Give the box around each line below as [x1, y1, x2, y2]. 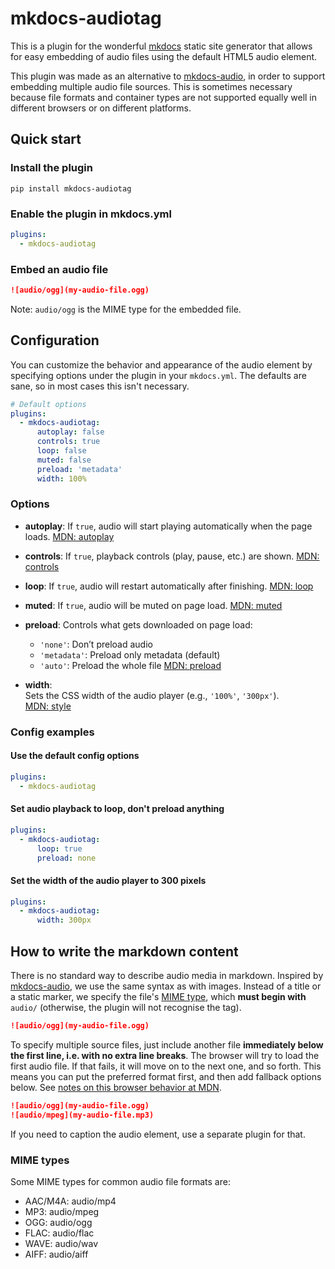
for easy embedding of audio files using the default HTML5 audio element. [10, 50, 318, 62]
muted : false [36, 455, 92, 465]
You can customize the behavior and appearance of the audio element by [10, 358, 313, 371]
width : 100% [36, 473, 87, 484]
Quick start [10, 131, 82, 148]
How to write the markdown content [10, 943, 239, 960]
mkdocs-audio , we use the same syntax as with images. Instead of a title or [10, 980, 322, 992]
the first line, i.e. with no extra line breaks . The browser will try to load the [10, 1049, 320, 1061]
